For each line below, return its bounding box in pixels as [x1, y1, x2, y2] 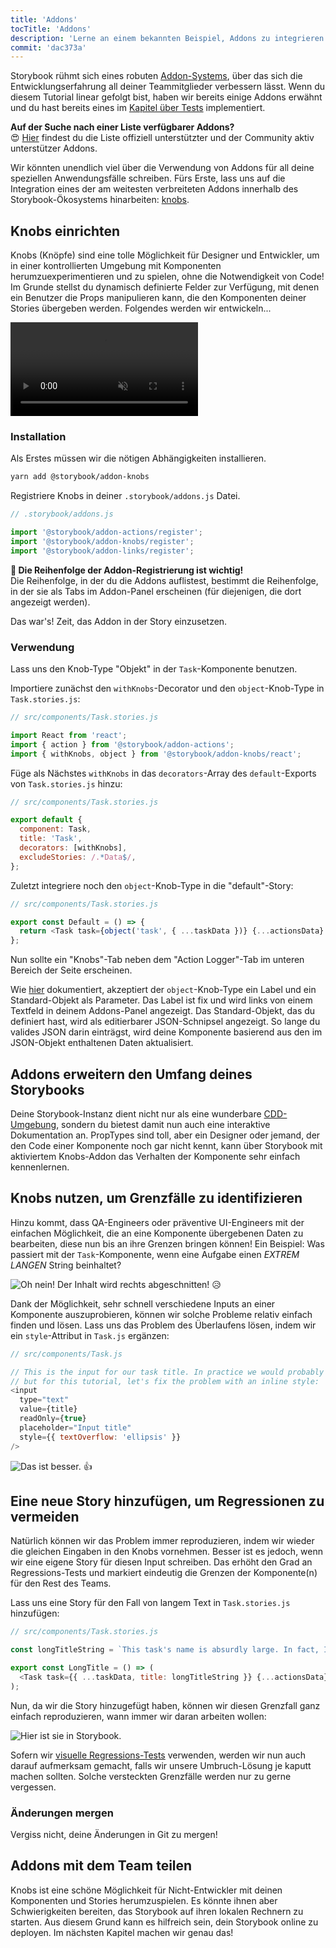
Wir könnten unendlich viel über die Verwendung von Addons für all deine [10, 162, 315, 174]
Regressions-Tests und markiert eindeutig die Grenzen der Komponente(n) [10, 1567, 318, 1579]
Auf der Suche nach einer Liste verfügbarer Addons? [10, 121, 235, 133]
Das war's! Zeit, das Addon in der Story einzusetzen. [10, 615, 228, 627]
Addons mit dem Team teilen [10, 1857, 193, 1875]
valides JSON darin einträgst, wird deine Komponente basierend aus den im [10, 1026, 323, 1038]
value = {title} [19, 1404, 78, 1415]
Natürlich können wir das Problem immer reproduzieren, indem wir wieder [10, 1535, 315, 1547]
